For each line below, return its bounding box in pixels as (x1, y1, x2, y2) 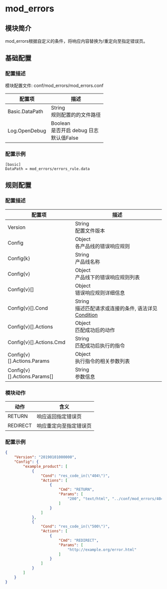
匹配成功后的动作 (75, 327, 115, 334)
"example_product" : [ (23, 464, 68, 469)
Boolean (51, 120, 71, 127)
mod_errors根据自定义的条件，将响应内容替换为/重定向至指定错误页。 (5, 38, 148, 44)
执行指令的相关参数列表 (75, 357, 130, 364)
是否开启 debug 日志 (51, 127, 99, 134)
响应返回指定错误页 (36, 413, 82, 420)
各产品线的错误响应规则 (75, 243, 130, 250)
